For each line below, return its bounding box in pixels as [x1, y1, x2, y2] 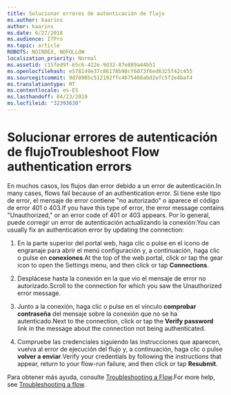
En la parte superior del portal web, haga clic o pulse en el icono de [17, 239, 209, 247]
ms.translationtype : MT [7, 81, 76, 88]
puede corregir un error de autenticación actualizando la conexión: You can [7, 218, 221, 226]
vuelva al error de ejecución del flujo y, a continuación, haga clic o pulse [17, 345, 223, 353]
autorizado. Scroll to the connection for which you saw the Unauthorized [17, 281, 222, 290]
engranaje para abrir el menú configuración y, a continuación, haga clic [17, 246, 220, 254]
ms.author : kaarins [7, 17, 63, 23]
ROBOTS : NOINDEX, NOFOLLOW [7, 49, 85, 56]
